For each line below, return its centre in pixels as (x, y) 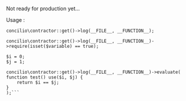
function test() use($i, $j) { (45, 77)
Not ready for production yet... (43, 9)
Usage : (16, 20)
